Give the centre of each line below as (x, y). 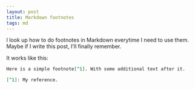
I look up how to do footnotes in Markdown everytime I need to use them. (98, 40)
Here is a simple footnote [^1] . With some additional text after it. (96, 69)
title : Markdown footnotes (40, 17)
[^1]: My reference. (32, 80)
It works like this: (27, 58)
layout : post (23, 12)
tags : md (17, 23)
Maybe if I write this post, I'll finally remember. (64, 46)
